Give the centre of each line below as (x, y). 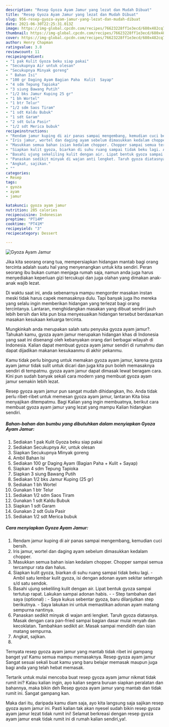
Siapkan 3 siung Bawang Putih (44, 474)
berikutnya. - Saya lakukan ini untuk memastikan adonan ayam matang (86, 604)
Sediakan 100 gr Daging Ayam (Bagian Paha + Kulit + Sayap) (75, 463)
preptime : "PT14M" (25, 219)
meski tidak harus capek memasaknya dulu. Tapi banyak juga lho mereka (81, 298)
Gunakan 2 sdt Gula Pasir (39, 511)
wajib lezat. (29, 283)
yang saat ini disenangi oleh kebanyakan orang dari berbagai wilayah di (79, 339)
